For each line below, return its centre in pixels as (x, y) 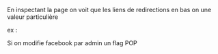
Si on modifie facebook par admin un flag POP (72, 43)
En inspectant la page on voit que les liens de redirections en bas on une (109, 10)
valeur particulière (33, 17)
